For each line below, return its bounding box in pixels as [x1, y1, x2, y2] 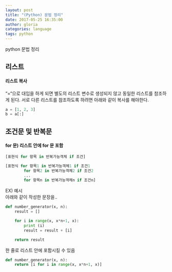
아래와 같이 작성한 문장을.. [5, 194, 58, 200]
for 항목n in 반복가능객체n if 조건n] [24, 178, 96, 183]
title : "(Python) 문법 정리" [5, 12, 63, 17]
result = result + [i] [24, 228, 72, 233]
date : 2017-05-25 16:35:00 [5, 17, 63, 22]
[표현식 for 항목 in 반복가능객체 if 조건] [5, 154, 86, 159]
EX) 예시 [5, 188, 23, 194]
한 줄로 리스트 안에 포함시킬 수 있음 [5, 247, 75, 253]
